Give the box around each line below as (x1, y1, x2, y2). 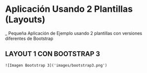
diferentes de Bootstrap (5, 36, 53, 41)
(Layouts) (5, 14, 46, 25)
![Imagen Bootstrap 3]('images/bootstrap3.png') (5, 63, 107, 68)
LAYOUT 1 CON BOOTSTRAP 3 (5, 50, 100, 58)
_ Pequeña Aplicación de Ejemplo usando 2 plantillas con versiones (5, 30, 143, 36)
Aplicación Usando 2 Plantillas (5, 3, 133, 15)
